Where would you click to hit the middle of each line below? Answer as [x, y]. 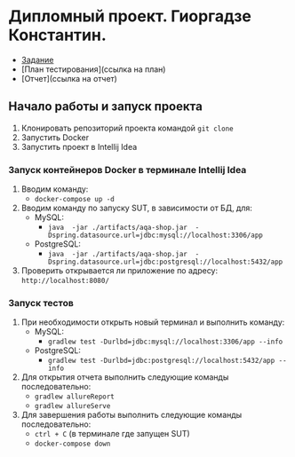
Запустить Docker [55, 137]
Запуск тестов [41, 303]
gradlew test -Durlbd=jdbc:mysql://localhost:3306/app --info [165, 342]
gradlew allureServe [72, 406]
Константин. [58, 35]
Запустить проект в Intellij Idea [79, 146]
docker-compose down [72, 444]
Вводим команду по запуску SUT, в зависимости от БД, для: [136, 208]
